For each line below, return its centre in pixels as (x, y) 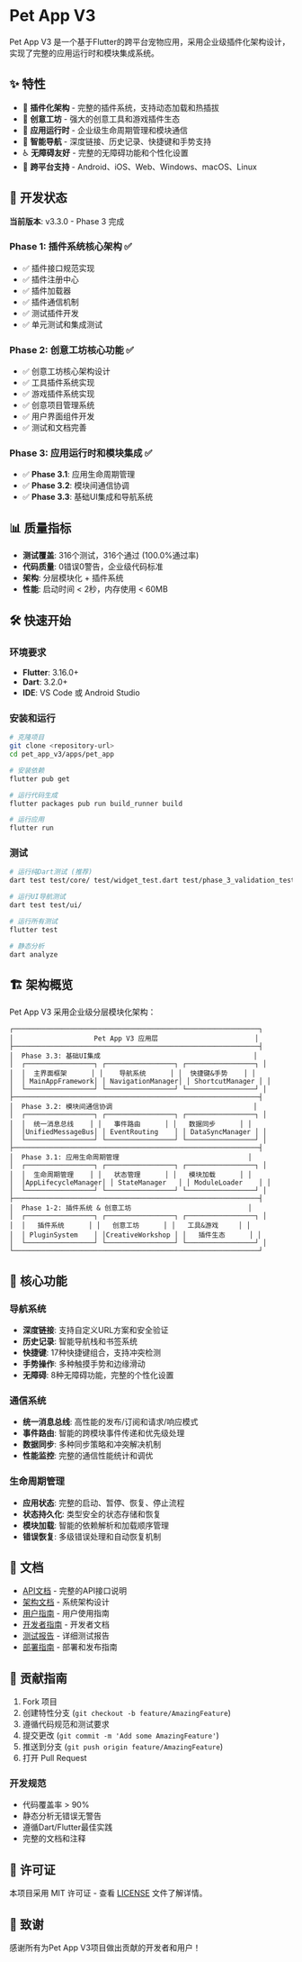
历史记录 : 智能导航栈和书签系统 (80, 1341)
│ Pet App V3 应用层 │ (134, 1039)
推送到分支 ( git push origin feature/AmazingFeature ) (122, 1747)
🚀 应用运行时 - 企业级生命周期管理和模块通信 (105, 130)
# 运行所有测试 (34, 921)
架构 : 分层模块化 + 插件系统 (73, 578)
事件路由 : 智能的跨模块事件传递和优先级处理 (103, 1433)
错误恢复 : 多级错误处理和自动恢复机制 (92, 1536)
